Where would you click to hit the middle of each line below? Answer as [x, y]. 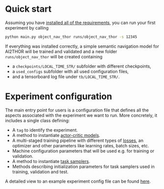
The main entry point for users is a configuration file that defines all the [77, 110]
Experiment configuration [59, 96]
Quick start [28, 9]
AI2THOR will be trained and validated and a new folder [61, 51]
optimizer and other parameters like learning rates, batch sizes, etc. [81, 145]
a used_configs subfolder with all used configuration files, [70, 71]
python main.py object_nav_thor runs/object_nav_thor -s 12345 [71, 37]
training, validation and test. [40, 172]
